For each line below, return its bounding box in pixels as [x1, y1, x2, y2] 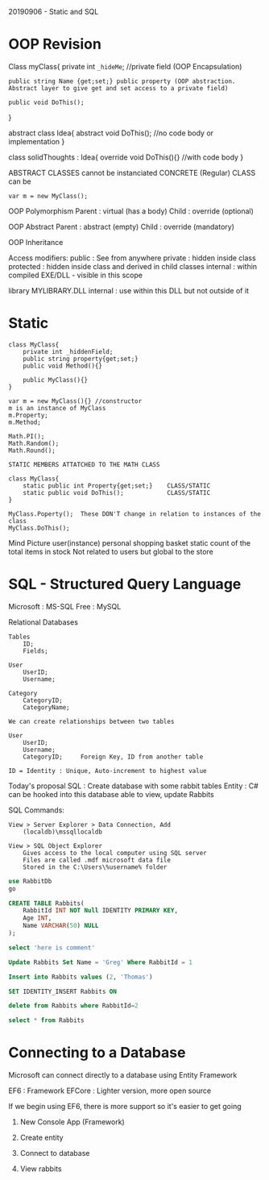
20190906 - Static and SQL [8, 7, 99, 16]
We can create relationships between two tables [8, 717, 175, 725]
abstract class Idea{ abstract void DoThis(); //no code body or [8, 128, 214, 138]
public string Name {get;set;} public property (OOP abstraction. [8, 77, 236, 85]
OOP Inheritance [8, 237, 64, 247]
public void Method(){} [23, 362, 103, 370]
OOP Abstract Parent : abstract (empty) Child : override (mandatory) [8, 222, 235, 231]
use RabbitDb [8, 877, 52, 885]
